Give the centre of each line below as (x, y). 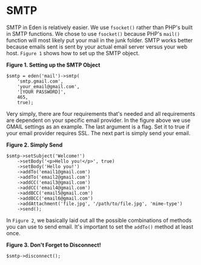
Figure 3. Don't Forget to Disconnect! (54, 245)
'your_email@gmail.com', (48, 86)
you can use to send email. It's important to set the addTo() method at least (100, 226)
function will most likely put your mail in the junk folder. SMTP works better (100, 40)
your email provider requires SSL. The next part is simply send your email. (98, 133)
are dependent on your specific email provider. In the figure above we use (98, 120)
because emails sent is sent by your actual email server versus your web (97, 47)
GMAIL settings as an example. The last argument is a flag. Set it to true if (98, 126)
